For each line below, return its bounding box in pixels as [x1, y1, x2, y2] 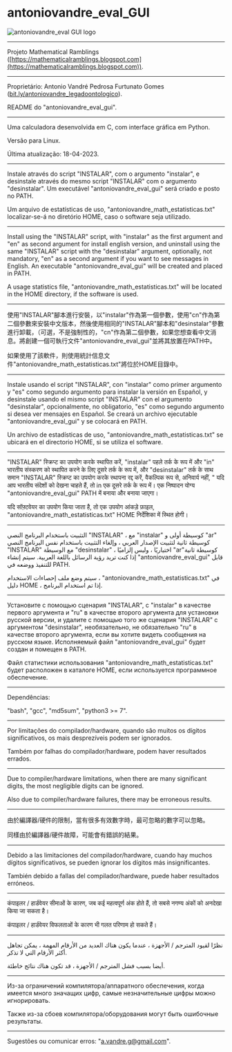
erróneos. [7, 879, 35, 887]
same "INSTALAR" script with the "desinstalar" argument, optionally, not [7, 247, 213, 255]
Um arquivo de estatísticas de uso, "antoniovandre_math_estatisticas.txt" [7, 205, 215, 213]
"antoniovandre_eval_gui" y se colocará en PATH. [7, 417, 148, 425]
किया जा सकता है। [7, 907, 50, 915]
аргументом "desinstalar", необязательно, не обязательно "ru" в [7, 623, 197, 631]
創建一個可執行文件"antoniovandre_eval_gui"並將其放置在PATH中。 [25, 336, 216, 345]
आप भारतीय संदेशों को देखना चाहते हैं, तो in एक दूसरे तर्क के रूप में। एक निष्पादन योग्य [7, 481, 195, 489]
